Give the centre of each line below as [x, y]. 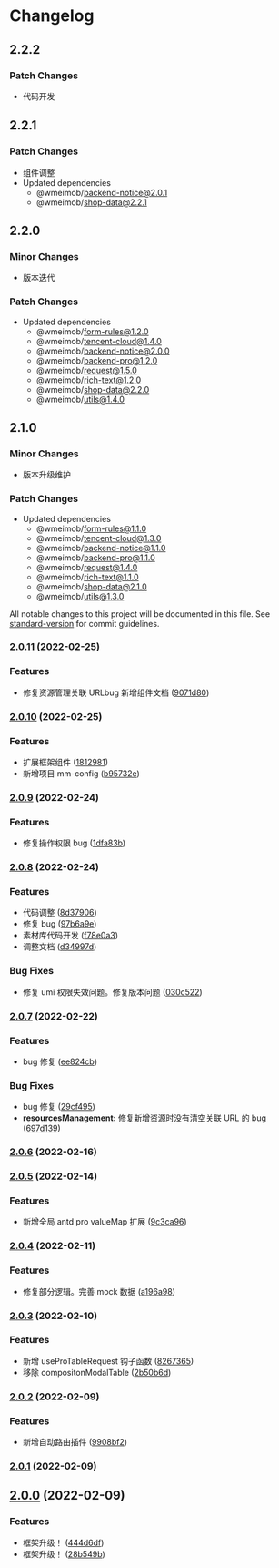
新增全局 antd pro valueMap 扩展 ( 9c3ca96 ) [105, 1222]
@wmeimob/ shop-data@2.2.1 [91, 202]
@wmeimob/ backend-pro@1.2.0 [97, 360]
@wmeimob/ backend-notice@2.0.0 [103, 351]
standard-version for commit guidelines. [85, 623]
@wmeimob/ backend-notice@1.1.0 [101, 548]
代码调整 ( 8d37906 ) [60, 913]
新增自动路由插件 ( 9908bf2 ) [75, 1442]
